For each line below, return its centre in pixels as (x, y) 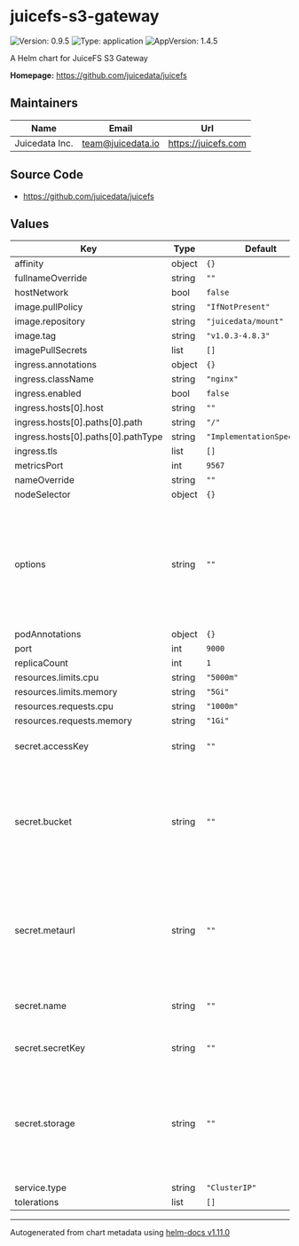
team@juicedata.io (121, 143)
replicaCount (42, 663)
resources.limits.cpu (57, 678)
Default (261, 248)
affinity (29, 264)
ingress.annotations (55, 365)
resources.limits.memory (66, 692)
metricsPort (39, 466)
